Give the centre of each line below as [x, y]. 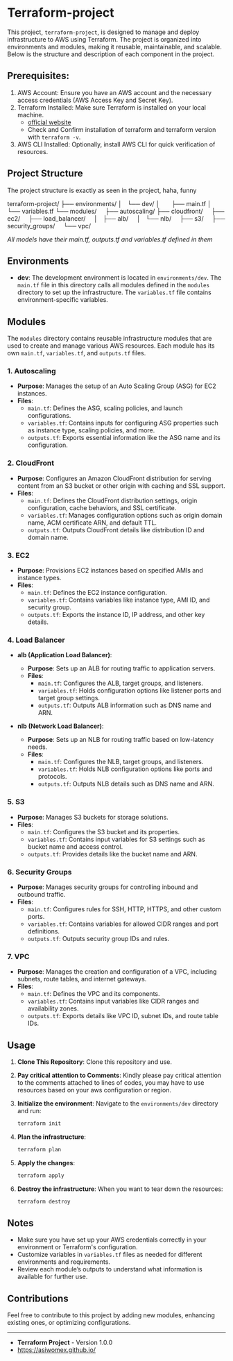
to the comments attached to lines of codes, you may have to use [111, 1083]
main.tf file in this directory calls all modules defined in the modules [113, 285]
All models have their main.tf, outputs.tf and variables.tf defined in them [110, 239]
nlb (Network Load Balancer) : [60, 726]
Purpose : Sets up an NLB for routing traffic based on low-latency [121, 740]
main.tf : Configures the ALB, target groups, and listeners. [120, 683]
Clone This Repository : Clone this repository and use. [94, 1062]
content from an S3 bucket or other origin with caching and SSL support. [121, 485]
